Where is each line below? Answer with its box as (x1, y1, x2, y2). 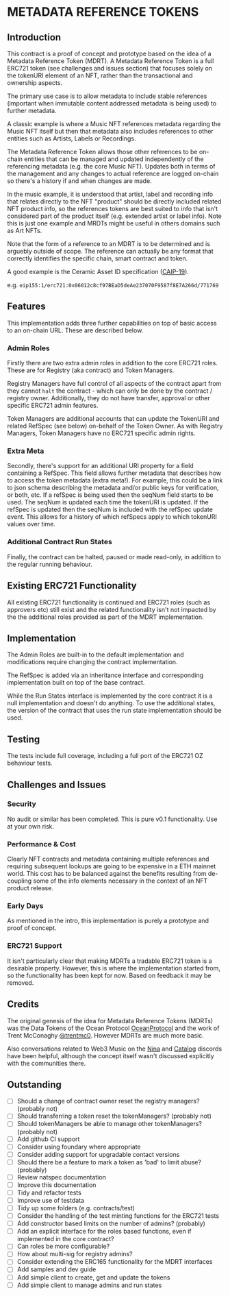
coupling (7, 877, 32, 885)
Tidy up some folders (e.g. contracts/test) (16, 1204, 136, 1212)
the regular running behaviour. (7, 560, 92, 568)
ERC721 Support (7, 941, 63, 951)
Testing (7, 733, 40, 745)
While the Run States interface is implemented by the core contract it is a (7, 692, 213, 700)
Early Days (7, 901, 44, 911)
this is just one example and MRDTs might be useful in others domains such (7, 219, 220, 227)
